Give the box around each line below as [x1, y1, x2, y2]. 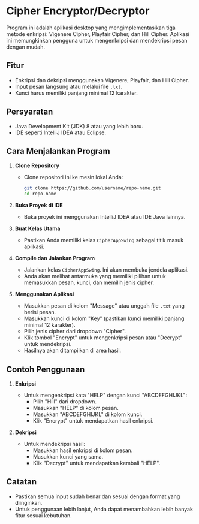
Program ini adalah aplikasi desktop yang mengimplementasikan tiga [6, 24, 176, 31]
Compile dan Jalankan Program [14, 255, 95, 262]
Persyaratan [6, 107, 53, 117]
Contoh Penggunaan [6, 364, 85, 374]
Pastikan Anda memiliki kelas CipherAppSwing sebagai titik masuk [23, 237, 184, 244]
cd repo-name [23, 191, 57, 197]
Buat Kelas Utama [14, 225, 61, 232]
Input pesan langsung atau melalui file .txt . [14, 83, 123, 90]
